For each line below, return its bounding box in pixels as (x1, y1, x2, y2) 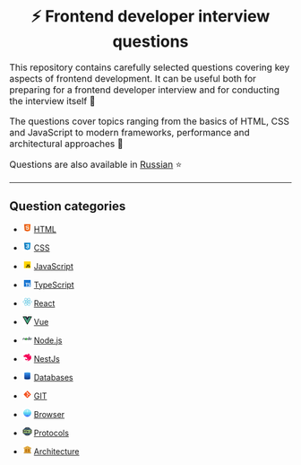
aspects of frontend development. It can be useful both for (9, 72, 257, 84)
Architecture (33, 445, 80, 457)
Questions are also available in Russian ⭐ (9, 158, 182, 171)
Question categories (9, 198, 126, 215)
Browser (33, 408, 65, 419)
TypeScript (33, 279, 74, 290)
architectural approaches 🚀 (9, 137, 124, 150)
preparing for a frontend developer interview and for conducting (9, 83, 280, 96)
